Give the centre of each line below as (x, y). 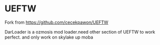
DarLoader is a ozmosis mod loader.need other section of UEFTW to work (80, 32)
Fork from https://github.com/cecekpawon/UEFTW (56, 22)
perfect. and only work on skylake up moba (49, 37)
